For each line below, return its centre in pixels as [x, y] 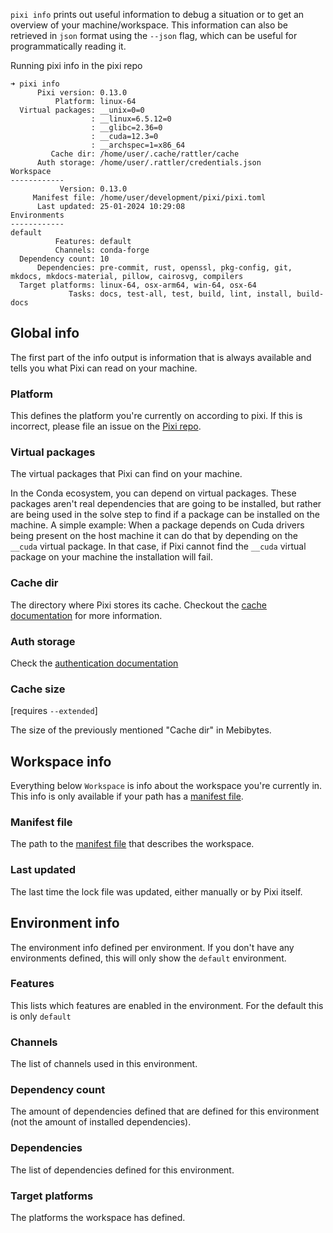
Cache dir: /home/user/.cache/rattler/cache [145, 154]
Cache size [38, 689]
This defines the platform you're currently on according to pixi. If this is [156, 416]
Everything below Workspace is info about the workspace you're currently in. [166, 786]
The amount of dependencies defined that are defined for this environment [165, 1111]
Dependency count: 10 [64, 259]
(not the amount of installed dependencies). [101, 1122]
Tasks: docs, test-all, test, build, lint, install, [180, 294]
